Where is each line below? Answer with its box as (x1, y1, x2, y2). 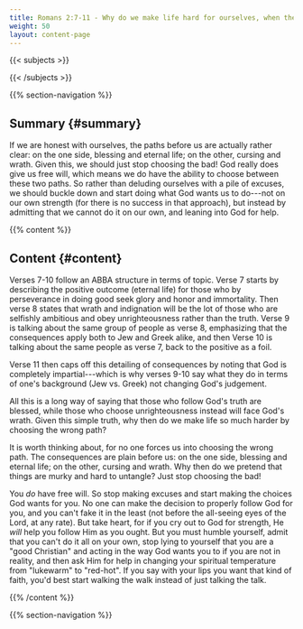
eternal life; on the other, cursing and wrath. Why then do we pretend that (9, 461, 282, 472)
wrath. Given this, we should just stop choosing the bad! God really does (9, 159, 280, 170)
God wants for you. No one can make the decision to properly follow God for (9, 498, 293, 508)
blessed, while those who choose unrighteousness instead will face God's (9, 405, 285, 416)
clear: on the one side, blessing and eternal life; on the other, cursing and (9, 150, 281, 161)
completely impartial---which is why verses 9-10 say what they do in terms (9, 369, 289, 379)
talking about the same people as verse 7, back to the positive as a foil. (9, 342, 272, 352)
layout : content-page (9, 30, 91, 39)
